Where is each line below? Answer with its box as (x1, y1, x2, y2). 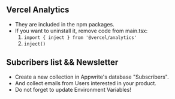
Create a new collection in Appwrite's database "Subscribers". (14, 73, 169, 80)
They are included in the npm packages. (14, 20, 115, 28)
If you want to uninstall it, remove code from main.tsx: (14, 27, 148, 34)
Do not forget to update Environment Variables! (14, 86, 132, 93)
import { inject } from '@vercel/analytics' (23, 34, 137, 41)
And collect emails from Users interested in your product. (14, 79, 157, 86)
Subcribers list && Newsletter (6, 57, 119, 68)
